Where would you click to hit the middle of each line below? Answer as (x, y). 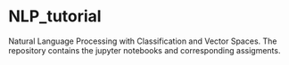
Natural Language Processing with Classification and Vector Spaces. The (143, 41)
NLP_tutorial (55, 16)
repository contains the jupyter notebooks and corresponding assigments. (144, 50)
